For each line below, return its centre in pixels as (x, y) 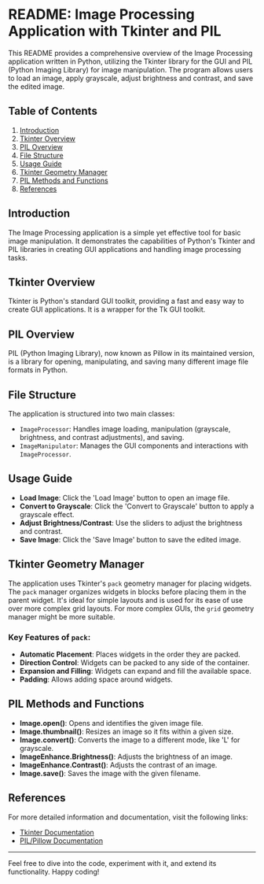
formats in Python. (38, 370)
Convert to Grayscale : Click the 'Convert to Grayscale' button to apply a (137, 506)
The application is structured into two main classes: (92, 414)
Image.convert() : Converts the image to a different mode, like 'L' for (130, 740)
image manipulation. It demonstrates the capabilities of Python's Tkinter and (132, 241)
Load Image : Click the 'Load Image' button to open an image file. (125, 497)
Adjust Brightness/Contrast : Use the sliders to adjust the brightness (131, 523)
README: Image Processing (101, 15)
